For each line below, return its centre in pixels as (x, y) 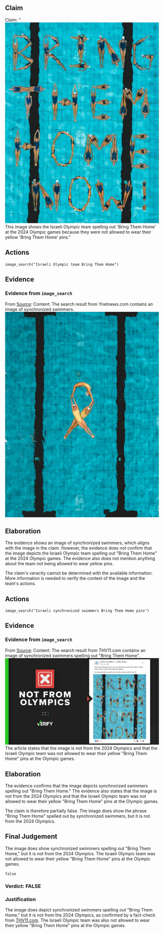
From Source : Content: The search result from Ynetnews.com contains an (79, 304)
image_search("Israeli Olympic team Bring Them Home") (62, 264)
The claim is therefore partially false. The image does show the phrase (76, 811)
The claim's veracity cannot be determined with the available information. (79, 573)
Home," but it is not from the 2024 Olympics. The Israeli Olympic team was (80, 853)
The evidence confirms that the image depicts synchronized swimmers (76, 786)
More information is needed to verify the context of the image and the (75, 578)
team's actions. (20, 583)
